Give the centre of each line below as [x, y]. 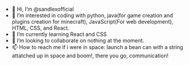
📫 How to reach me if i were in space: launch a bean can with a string [97, 47]
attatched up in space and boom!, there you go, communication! [90, 56]
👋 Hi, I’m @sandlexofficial [43, 9]
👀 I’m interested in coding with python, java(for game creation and [92, 15]
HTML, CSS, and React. [41, 28]
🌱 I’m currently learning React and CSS [59, 34]
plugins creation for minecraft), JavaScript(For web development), [92, 22]
